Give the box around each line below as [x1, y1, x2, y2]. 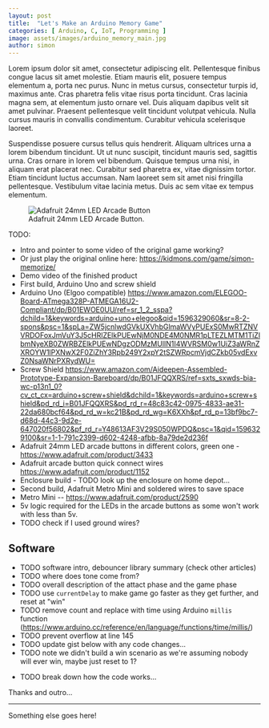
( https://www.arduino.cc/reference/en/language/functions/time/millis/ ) [19, 622, 254, 632]
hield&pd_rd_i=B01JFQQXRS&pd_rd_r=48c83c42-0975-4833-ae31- [19, 399, 245, 409]
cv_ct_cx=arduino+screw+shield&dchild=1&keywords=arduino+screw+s [19, 390, 258, 400]
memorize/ [19, 262, 56, 272]
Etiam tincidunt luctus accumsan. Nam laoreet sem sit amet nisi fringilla [8, 173, 243, 183]
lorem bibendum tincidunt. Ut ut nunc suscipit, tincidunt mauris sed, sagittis [8, 148, 258, 157]
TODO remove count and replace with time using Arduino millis [19, 605, 232, 615]
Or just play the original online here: [19, 254, 138, 263]
